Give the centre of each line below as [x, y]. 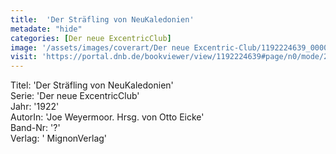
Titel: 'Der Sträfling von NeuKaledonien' [92, 85]
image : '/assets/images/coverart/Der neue [100, 47]
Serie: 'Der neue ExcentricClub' [75, 96]
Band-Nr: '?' [35, 128]
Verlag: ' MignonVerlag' [59, 138]
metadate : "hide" [46, 29]
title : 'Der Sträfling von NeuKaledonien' [102, 19]
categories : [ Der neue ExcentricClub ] [91, 38]
